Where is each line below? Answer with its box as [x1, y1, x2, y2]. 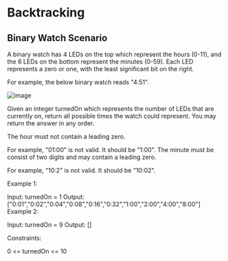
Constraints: [7, 234, 42, 242]
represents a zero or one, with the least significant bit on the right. [7, 65, 194, 73]
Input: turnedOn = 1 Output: [7, 193, 84, 201]
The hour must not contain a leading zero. [7, 132, 126, 140]
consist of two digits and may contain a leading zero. [7, 153, 157, 161]
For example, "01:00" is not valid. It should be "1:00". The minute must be [7, 146, 214, 153]
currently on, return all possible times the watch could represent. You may [7, 112, 216, 120]
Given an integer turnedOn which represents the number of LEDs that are [7, 105, 214, 112]
